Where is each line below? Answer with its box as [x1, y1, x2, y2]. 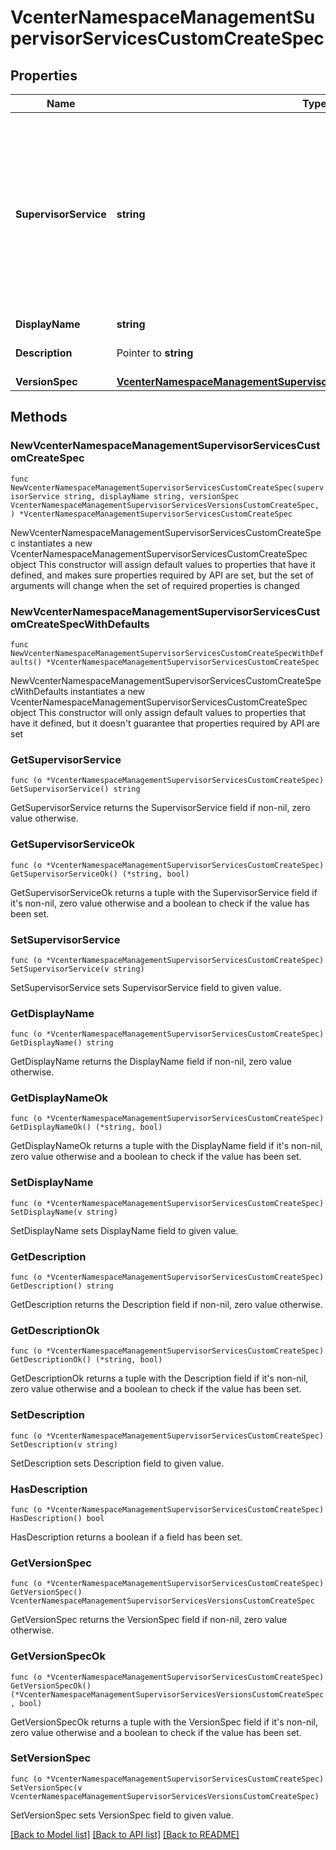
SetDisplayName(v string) [10, 1207, 118, 1217]
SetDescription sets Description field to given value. [10, 1457, 225, 1469]
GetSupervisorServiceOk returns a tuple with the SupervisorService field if [10, 886, 318, 898]
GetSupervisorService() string [10, 784, 141, 795]
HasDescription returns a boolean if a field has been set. [10, 1531, 243, 1543]
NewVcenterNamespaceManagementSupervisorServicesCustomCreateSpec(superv [10, 482, 325, 493]
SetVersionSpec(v [10, 1782, 83, 1793]
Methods [10, 409, 68, 426]
